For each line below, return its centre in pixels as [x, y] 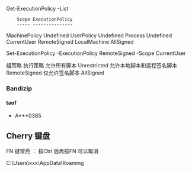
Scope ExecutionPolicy [45, 20]
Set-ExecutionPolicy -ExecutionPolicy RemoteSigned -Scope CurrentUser [96, 53]
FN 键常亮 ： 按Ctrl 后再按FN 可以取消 [52, 151]
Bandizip [19, 88]
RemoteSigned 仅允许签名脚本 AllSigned [55, 73]
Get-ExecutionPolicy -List [37, 9]
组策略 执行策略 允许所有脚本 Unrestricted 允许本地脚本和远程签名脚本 [92, 65]
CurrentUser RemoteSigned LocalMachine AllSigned [70, 42]
